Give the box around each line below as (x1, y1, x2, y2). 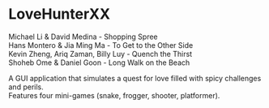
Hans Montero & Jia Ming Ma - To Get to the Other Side (8, 40, 194, 50)
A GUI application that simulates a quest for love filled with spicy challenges (8, 73, 262, 83)
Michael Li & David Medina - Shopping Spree (8, 32, 158, 41)
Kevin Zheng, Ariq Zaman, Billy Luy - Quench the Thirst (8, 49, 193, 58)
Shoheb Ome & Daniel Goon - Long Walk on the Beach (8, 58, 190, 67)
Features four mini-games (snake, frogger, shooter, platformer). (8, 90, 220, 100)
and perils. (8, 82, 44, 92)
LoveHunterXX (8, 5, 111, 24)
